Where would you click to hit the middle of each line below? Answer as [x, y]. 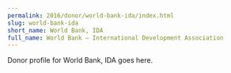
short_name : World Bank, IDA [55, 30]
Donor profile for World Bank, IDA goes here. [80, 60]
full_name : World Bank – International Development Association [116, 38]
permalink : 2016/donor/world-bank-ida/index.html [91, 15]
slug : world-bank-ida [43, 23]
